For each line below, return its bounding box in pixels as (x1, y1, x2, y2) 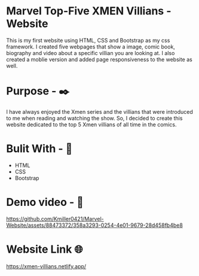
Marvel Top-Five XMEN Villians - (6, 4, 172, 18)
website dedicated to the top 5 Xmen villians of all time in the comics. (6, 121, 177, 128)
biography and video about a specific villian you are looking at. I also (6, 49, 175, 56)
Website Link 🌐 (6, 242, 83, 256)
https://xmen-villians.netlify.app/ (6, 262, 87, 270)
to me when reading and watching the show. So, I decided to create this (6, 114, 183, 122)
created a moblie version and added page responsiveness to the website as (6, 56, 192, 63)
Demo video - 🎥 (6, 196, 84, 209)
